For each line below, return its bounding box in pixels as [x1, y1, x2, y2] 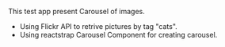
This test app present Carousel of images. [8, 7, 145, 16]
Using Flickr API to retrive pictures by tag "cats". [19, 22, 178, 31]
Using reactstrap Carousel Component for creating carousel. [19, 31, 218, 39]
